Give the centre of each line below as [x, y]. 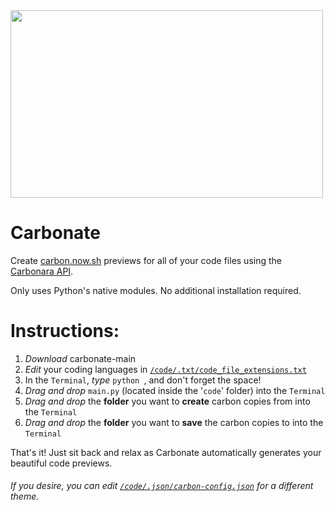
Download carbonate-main [80, 358]
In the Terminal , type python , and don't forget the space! [143, 380]
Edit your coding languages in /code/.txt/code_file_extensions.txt [165, 369]
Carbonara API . [42, 271]
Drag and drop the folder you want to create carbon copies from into [167, 401]
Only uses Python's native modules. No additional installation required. [156, 290]
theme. [25, 496]
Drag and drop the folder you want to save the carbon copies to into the [174, 422]
